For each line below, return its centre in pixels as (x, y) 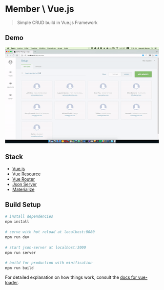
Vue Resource (26, 174)
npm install (17, 222)
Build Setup (23, 204)
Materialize (23, 189)
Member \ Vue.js (40, 9)
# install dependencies (29, 217)
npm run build (20, 268)
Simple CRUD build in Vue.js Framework (57, 22)
